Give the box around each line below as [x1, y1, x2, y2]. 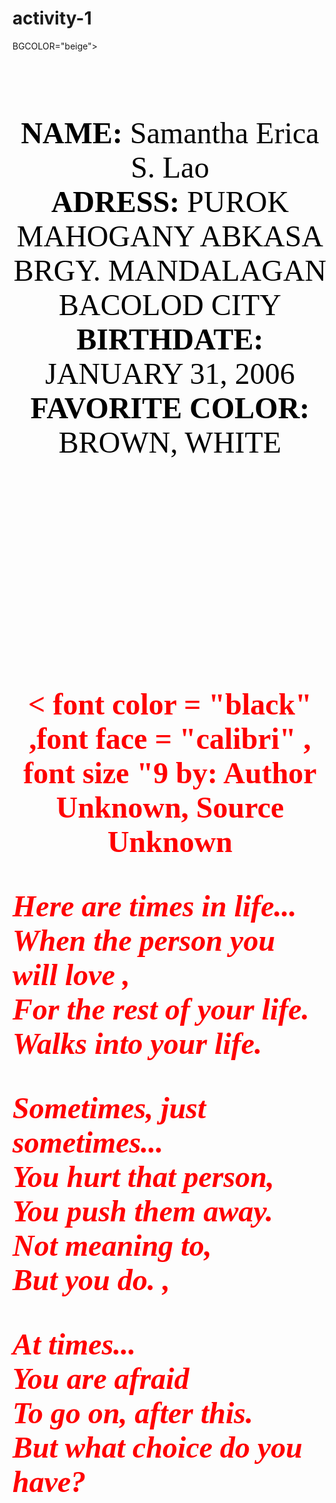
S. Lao [130, 150, 210, 184]
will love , [12, 957, 130, 992]
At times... [12, 1327, 137, 1361]
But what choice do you [12, 1430, 304, 1464]
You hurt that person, [12, 1159, 275, 1194]
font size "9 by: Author [23, 755, 317, 790]
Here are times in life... [12, 888, 297, 923]
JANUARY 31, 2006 [45, 356, 295, 391]
